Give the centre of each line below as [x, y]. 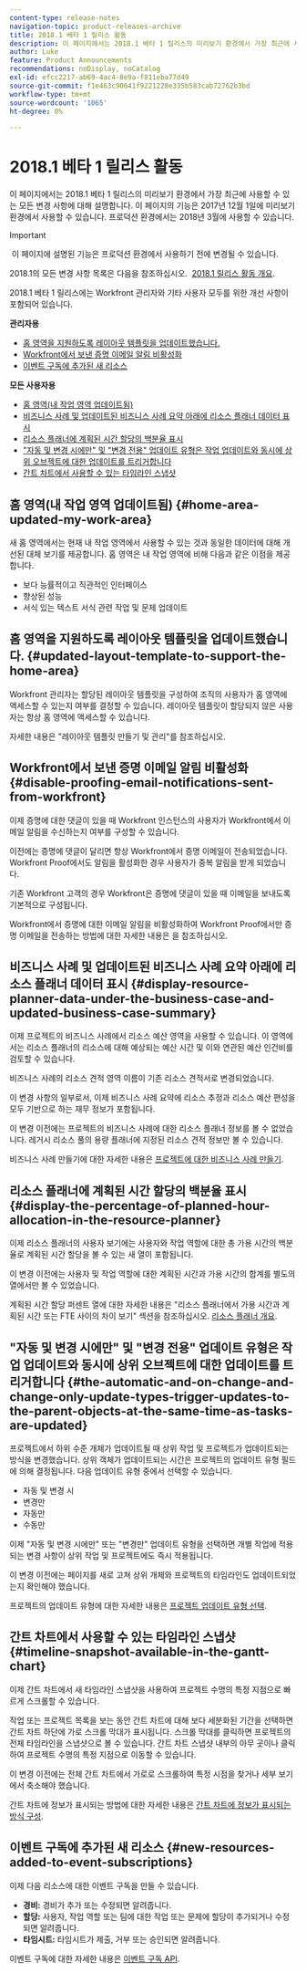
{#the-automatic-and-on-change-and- [180, 1382]
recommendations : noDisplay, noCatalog [85, 69]
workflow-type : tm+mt [51, 94]
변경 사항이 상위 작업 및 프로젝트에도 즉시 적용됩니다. [120, 1556]
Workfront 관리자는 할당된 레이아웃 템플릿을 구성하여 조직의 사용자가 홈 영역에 [148, 694]
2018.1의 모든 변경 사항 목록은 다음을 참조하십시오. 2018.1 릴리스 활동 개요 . [143, 274]
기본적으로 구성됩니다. [49, 904]
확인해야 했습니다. [58, 1587]
